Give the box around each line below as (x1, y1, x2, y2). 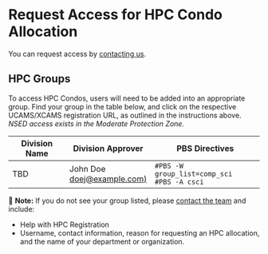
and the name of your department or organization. (19, 236, 185, 246)
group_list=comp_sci (154, 169, 233, 178)
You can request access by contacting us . (8, 49, 146, 58)
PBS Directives (176, 142, 235, 153)
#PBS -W (154, 161, 183, 170)
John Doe (69, 163, 106, 174)
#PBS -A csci (154, 177, 204, 186)
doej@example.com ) (69, 173, 148, 185)
